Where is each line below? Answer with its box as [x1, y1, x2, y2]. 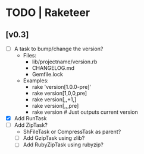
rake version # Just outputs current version [32, 108, 138, 115]
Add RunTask [14, 115, 47, 122]
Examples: [23, 77, 49, 84]
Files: [23, 52, 37, 59]
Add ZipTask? [14, 121, 48, 129]
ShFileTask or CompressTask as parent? [23, 128, 121, 136]
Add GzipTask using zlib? [23, 134, 85, 142]
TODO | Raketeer [5, 6, 90, 20]
